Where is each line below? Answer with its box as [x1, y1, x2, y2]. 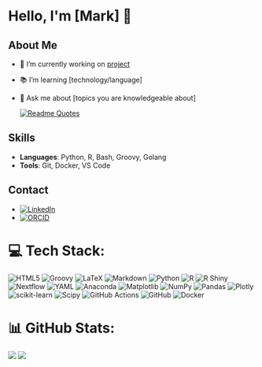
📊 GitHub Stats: [8, 319, 116, 337]
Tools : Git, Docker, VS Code [19, 161, 111, 170]
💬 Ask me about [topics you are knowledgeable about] [19, 94, 197, 102]
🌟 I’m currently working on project [19, 59, 131, 69]
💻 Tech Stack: [8, 242, 105, 259]
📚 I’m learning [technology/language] [19, 75, 143, 84]
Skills [8, 132, 35, 145]
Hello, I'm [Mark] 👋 [8, 7, 132, 25]
